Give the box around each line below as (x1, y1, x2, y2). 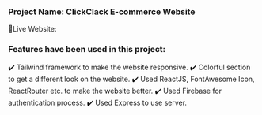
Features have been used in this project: (8, 44, 166, 55)
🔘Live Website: (8, 24, 57, 34)
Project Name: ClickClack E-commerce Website (8, 6, 196, 17)
